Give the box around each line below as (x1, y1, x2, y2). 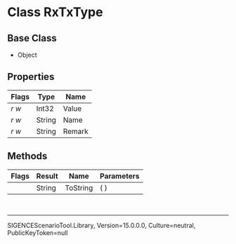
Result (36, 171, 58, 181)
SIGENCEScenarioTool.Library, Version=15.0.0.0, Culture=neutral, (7, 221, 196, 229)
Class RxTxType (7, 4, 103, 20)
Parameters (99, 171, 140, 181)
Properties (7, 71, 55, 83)
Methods (7, 150, 48, 162)
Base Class (7, 32, 58, 44)
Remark (63, 126, 89, 136)
